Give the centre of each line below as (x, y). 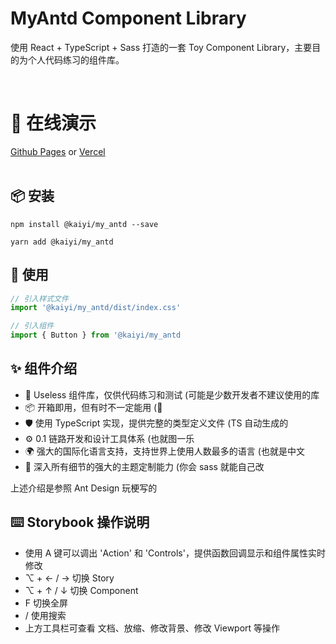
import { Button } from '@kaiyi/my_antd (96, 335)
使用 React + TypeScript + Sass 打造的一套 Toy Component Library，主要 (161, 47)
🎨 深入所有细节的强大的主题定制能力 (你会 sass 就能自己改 (144, 466)
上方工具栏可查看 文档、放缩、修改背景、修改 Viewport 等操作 (152, 628)
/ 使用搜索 (45, 615)
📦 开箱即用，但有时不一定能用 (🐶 (93, 407)
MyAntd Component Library (128, 18)
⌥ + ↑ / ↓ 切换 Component (81, 590)
